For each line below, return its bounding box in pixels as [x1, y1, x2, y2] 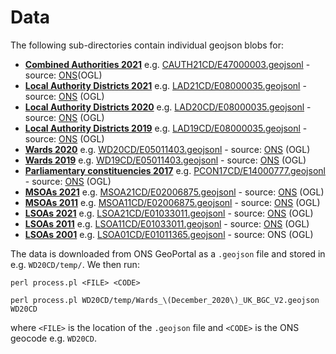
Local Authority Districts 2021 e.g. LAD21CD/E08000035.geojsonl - [24, 79, 307, 91]
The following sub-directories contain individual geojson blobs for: [10, 39, 285, 51]
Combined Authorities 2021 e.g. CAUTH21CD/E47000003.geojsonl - [24, 58, 311, 70]
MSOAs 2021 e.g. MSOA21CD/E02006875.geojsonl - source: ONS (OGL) [24, 186, 325, 198]
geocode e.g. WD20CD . [10, 332, 97, 344]
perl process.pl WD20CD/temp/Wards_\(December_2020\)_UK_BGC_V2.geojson [10, 295, 320, 305]
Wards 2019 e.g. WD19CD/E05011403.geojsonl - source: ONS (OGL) [24, 154, 307, 166]
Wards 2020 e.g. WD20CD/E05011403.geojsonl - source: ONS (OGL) [24, 143, 311, 155]
